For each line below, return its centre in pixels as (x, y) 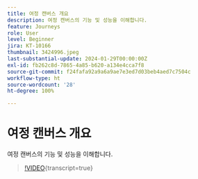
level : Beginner (31, 40)
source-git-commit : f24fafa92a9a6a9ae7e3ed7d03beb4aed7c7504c (99, 71)
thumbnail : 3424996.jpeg (43, 53)
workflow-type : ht (34, 78)
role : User (23, 33)
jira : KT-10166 (29, 46)
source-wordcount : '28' (42, 85)
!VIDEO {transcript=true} (59, 168)
